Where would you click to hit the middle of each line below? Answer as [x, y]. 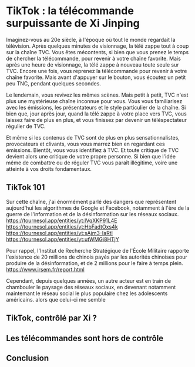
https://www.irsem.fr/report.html [46, 269]
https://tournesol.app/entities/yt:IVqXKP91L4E [62, 220]
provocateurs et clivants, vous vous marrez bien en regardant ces [86, 144]
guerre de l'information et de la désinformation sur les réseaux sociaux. [93, 214]
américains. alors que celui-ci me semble [56, 299]
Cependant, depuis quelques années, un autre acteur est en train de [89, 280]
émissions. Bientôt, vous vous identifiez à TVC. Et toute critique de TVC [93, 150]
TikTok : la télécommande [70, 11]
